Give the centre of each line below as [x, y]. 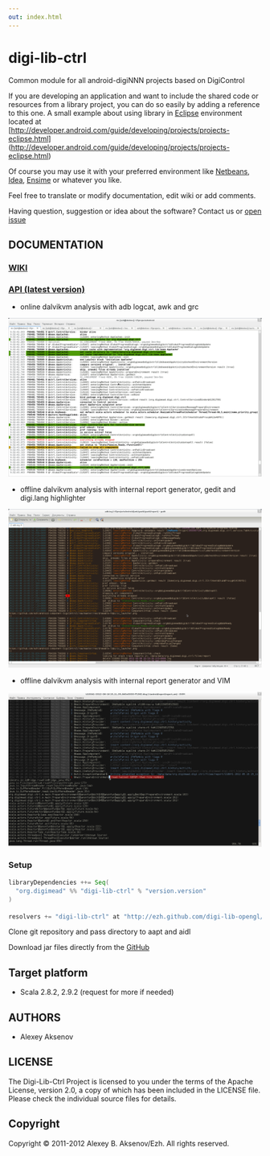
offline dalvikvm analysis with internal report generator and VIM [125, 681]
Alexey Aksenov [47, 1037]
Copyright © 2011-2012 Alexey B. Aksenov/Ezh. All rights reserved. [119, 1143]
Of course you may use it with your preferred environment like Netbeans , [129, 171]
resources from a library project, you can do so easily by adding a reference [134, 104]
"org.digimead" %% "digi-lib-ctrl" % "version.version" [111, 891]
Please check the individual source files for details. [92, 1098]
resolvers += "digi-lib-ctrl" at [64, 917]
